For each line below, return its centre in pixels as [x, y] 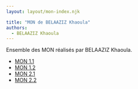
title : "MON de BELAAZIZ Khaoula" [48, 22]
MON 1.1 [24, 61]
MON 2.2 [26, 80]
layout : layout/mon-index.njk [43, 11]
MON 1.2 [25, 68]
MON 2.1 [25, 74]
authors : [17, 28]
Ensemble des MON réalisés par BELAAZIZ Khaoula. [69, 50]
